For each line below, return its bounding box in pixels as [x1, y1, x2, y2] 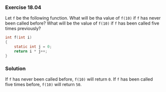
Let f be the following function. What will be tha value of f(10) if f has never [5, 15, 161, 21]
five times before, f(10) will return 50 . [5, 81, 82, 87]
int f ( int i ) [5, 35, 32, 40]
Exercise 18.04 [5, 4, 42, 11]
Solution [5, 65, 26, 72]
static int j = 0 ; [14, 44, 52, 49]
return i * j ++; [14, 49, 48, 54]
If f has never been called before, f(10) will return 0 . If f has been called [5, 76, 153, 82]
